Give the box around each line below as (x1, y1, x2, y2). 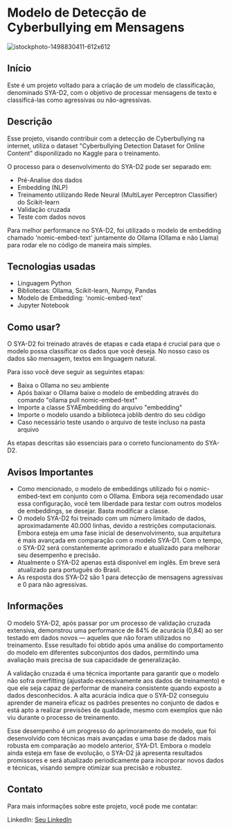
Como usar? (7, 321, 61, 333)
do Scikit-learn (17, 197, 60, 206)
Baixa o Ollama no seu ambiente (17, 381, 109, 389)
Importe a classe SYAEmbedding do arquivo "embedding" (17, 403, 182, 412)
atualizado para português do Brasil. (17, 566, 121, 574)
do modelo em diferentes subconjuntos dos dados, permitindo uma (7, 648, 199, 656)
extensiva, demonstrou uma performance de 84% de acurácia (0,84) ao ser (7, 626, 224, 635)
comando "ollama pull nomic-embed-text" (17, 396, 138, 405)
